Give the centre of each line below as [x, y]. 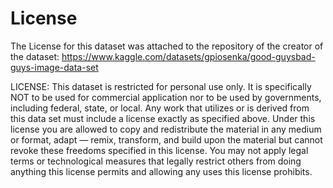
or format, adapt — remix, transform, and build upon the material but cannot [166, 139]
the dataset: [35, 56]
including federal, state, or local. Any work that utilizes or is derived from [160, 108]
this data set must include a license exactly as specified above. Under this [163, 118]
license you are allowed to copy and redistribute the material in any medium [166, 129]
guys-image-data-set [54, 67]
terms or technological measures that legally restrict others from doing [156, 161]
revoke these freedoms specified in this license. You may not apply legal [159, 150]
